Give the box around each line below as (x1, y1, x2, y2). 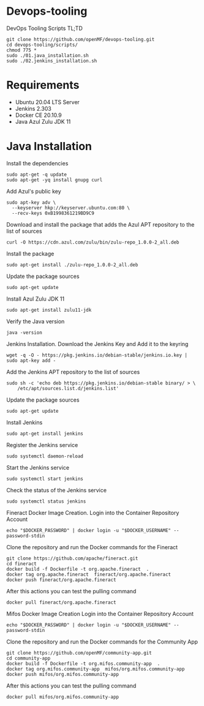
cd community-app (6, 655, 51, 661)
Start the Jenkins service (6, 464, 70, 471)
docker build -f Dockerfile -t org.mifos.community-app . (6, 660, 161, 667)
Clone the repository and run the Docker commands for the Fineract (6, 543, 178, 550)
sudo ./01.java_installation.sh (6, 52, 89, 59)
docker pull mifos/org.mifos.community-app (6, 694, 119, 700)
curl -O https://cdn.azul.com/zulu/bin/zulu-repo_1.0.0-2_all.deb (6, 239, 179, 246)
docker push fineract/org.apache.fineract (6, 577, 116, 583)
